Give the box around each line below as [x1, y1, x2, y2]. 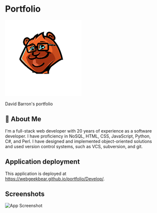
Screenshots [5, 190, 45, 198]
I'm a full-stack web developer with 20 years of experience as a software [5, 128, 152, 134]
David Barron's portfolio [5, 101, 53, 107]
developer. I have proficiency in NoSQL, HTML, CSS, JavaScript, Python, [5, 133, 151, 139]
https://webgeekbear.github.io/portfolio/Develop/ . [5, 175, 105, 181]
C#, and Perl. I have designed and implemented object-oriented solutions [5, 138, 152, 144]
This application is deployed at [5, 171, 67, 176]
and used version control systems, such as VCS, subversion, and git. [5, 143, 143, 149]
